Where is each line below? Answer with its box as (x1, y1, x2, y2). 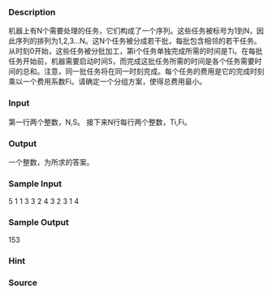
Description (8, 6, 56, 18)
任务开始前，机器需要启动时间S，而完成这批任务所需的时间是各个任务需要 (8, 56, 255, 67)
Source (8, 277, 38, 288)
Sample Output (8, 217, 69, 228)
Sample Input (8, 178, 63, 189)
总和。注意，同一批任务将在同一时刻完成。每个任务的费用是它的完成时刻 (22, 67, 265, 76)
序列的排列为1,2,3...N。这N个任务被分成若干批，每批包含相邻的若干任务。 (15, 36, 261, 46)
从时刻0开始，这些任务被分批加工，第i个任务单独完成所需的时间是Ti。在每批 (8, 46, 263, 56)
